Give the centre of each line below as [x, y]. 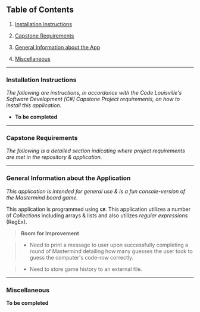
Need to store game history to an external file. [86, 269]
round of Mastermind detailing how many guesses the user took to [111, 251]
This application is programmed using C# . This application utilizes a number [99, 209]
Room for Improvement [50, 233]
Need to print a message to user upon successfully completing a [109, 245]
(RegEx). [17, 221]
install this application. [34, 105]
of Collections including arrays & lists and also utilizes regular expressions [97, 215]
